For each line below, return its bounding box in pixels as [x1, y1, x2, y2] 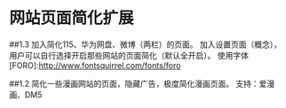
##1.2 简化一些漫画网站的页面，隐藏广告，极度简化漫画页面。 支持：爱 [9, 78, 267, 89]
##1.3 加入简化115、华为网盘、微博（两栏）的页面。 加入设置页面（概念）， [9, 39, 282, 50]
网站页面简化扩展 [9, 8, 135, 28]
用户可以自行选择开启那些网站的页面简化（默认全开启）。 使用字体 [9, 50, 249, 60]
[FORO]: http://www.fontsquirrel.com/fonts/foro [9, 59, 181, 71]
